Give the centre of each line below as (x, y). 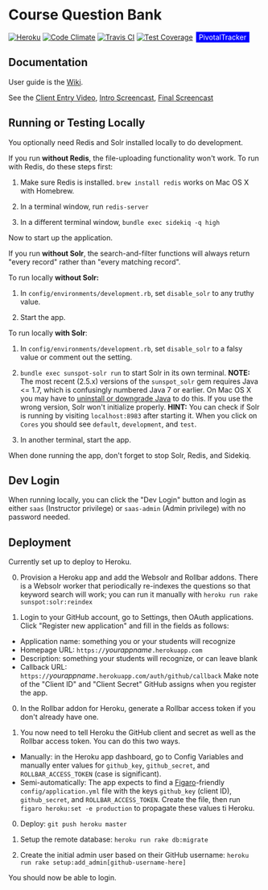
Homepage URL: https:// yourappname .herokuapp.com (111, 650)
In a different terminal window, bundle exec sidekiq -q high (120, 222)
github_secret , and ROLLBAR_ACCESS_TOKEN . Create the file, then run (130, 800)
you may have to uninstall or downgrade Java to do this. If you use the (136, 398)
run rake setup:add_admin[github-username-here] (103, 863)
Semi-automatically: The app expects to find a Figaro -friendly (122, 783)
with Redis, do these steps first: (61, 166)
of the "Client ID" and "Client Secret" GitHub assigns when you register (138, 684)
